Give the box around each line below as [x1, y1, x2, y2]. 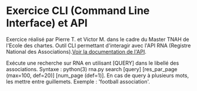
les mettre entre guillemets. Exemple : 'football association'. [6, 78, 151, 85]
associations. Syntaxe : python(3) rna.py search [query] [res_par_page [6, 65, 178, 72]
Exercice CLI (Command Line [6, 4, 150, 17]
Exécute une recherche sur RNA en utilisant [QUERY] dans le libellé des [6, 60, 179, 66]
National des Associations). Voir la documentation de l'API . [6, 48, 147, 55]
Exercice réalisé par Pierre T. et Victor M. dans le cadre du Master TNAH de [6, 36, 189, 43]
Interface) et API [6, 16, 88, 30]
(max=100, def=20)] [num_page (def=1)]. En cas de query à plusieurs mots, [6, 72, 189, 79]
